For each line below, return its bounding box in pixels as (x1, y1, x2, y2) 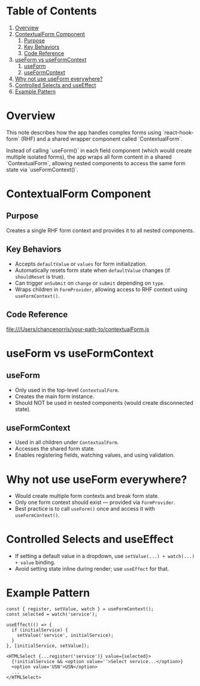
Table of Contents (6, 4, 97, 18)
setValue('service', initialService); (17, 633, 114, 639)
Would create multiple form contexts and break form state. (14, 493, 160, 500)
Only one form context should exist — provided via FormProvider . (14, 499, 175, 506)
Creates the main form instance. (14, 392, 95, 400)
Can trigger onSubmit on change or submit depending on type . (14, 279, 165, 287)
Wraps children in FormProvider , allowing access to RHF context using (14, 285, 187, 293)
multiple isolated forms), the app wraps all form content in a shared (6, 153, 172, 160)
